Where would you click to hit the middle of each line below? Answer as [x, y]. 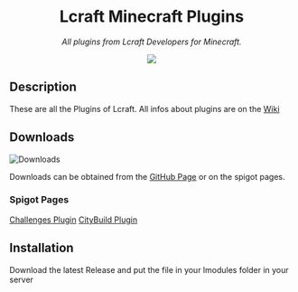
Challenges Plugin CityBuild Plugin [74, 220]
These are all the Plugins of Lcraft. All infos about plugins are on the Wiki [144, 108]
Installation [42, 248]
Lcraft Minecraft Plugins [152, 17]
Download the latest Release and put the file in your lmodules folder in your [149, 269]
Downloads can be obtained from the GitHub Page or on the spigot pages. [147, 176]
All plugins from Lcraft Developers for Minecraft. [152, 42]
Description [43, 87]
